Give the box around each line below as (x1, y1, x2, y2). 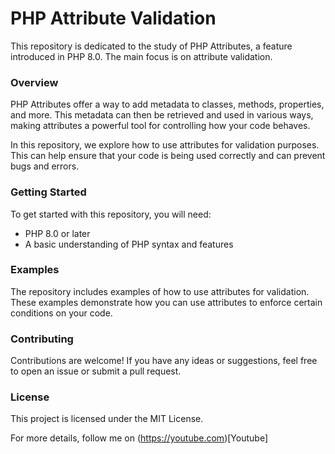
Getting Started (10, 185, 87, 199)
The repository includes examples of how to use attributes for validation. (10, 285, 310, 297)
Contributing (10, 332, 74, 346)
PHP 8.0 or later (24, 227, 91, 239)
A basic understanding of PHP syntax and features (24, 238, 234, 250)
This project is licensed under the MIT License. (10, 413, 204, 425)
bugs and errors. (10, 160, 80, 172)
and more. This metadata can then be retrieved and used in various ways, (10, 109, 314, 121)
